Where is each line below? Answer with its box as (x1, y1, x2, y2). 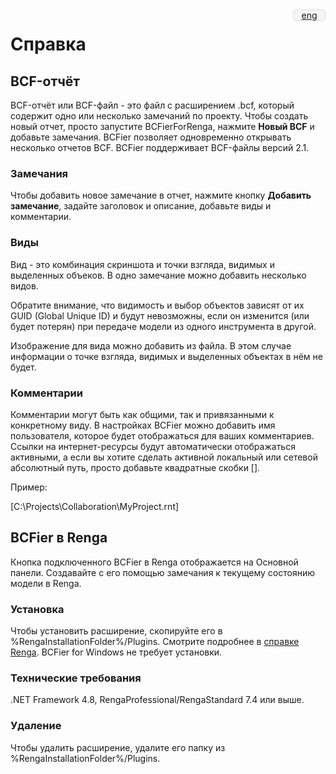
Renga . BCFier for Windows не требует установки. (10, 646, 223, 658)
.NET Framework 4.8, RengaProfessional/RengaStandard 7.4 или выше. (10, 694, 305, 706)
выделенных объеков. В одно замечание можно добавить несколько (10, 269, 307, 281)
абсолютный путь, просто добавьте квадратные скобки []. (10, 461, 261, 473)
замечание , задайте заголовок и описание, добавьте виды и (10, 200, 272, 212)
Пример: (10, 481, 48, 493)
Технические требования (10, 671, 142, 685)
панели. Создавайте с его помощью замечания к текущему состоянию (10, 566, 315, 578)
